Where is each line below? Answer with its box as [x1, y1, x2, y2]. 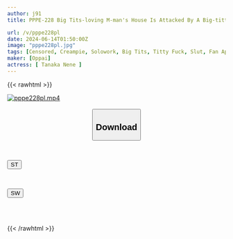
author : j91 [7, 10, 42, 17]
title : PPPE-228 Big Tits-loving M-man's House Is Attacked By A [7, 17, 200, 24]
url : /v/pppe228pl [7, 29, 60, 36]
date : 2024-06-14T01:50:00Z [7, 35, 89, 42]
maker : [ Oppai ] [7, 55, 51, 62]
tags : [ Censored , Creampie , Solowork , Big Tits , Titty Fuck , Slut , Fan [7, 48, 218, 55]
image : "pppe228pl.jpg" [7, 42, 76, 49]
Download [96, 122, 137, 132]
